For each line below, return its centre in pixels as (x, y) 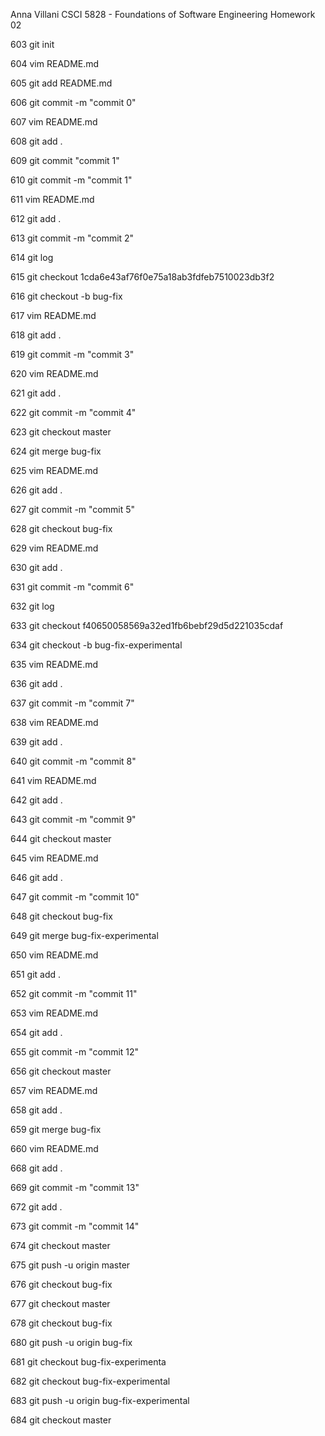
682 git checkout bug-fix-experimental (90, 1381)
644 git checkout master (61, 838)
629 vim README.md (54, 548)
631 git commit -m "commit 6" (72, 587)
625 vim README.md (54, 470)
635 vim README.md (54, 664)
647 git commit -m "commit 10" (75, 897)
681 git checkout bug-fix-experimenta (88, 1362)
